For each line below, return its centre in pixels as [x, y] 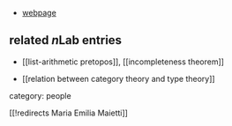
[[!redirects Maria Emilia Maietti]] [68, 113]
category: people [41, 95]
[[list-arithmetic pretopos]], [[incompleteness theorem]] [123, 62]
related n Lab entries [65, 40]
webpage [39, 13]
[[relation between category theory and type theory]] [118, 78]
